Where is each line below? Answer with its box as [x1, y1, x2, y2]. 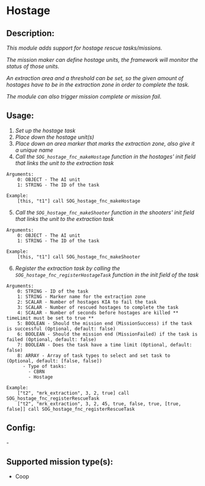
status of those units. [6, 62, 60, 70]
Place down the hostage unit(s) [15, 133, 95, 141]
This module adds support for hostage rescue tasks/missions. [6, 44, 163, 51]
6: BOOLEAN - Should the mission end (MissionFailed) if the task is [17, 331, 198, 337]
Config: [6, 423, 35, 433]
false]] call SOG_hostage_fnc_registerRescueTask [6, 406, 135, 412]
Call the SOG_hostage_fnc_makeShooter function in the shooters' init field [15, 209, 195, 216]
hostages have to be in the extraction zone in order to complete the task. [6, 81, 190, 88]
